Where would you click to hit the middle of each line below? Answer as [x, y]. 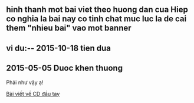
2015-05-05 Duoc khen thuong [64, 68]
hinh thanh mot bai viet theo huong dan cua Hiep [97, 10]
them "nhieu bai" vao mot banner [69, 28]
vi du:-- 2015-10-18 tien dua [58, 48]
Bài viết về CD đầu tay [33, 94]
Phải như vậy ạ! [25, 82]
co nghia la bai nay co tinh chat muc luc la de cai [96, 19]
